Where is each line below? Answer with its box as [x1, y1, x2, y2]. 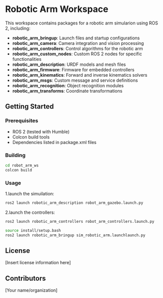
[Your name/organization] [5, 288, 58, 294]
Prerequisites [5, 117, 38, 124]
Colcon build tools [12, 134, 50, 140]
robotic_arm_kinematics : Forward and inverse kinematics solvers [12, 72, 148, 78]
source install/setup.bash [5, 228, 61, 233]
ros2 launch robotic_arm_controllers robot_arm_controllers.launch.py [5, 219, 155, 224]
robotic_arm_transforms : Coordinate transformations [12, 88, 123, 94]
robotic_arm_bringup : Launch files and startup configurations [12, 35, 140, 41]
